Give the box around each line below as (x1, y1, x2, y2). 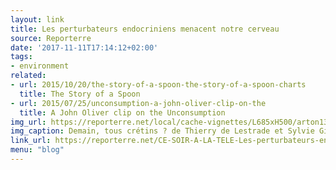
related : (10, 71, 47, 81)
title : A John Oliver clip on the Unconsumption (19, 107, 226, 118)
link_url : (10, 136, 52, 146)
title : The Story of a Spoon (19, 89, 141, 99)
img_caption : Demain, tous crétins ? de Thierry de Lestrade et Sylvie (10, 126, 315, 136)
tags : (10, 52, 33, 62)
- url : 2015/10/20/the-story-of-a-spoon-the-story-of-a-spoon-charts (10, 80, 307, 90)
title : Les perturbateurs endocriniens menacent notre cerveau (10, 24, 280, 34)
